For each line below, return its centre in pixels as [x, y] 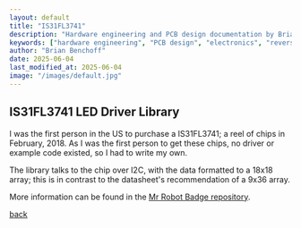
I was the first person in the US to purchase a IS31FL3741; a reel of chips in [147, 133]
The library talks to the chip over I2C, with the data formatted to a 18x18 [141, 170]
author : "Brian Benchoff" [57, 51]
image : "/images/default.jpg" [66, 76]
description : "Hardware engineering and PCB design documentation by [142, 34]
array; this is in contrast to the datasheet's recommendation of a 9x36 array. [150, 179]
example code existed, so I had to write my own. [99, 152]
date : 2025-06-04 [42, 59]
